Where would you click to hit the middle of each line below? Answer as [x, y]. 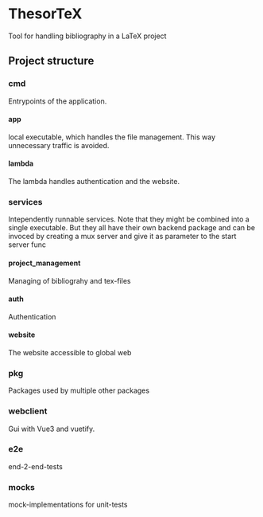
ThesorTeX [45, 14]
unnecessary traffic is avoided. [59, 145]
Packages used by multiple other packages [79, 390]
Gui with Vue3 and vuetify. [52, 429]
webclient [28, 411]
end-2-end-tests [36, 466]
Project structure [51, 61]
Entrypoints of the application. [58, 101]
